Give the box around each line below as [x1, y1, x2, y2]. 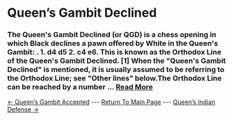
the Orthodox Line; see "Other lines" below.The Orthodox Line [7, 73, 223, 83]
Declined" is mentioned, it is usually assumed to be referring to [7, 65, 225, 75]
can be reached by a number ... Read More [7, 82, 153, 92]
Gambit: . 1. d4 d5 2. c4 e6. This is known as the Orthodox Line [7, 47, 222, 57]
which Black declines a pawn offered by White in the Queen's [7, 38, 218, 48]
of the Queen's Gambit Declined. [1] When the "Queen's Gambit [7, 56, 226, 66]
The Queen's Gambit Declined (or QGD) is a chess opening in [7, 30, 217, 40]
